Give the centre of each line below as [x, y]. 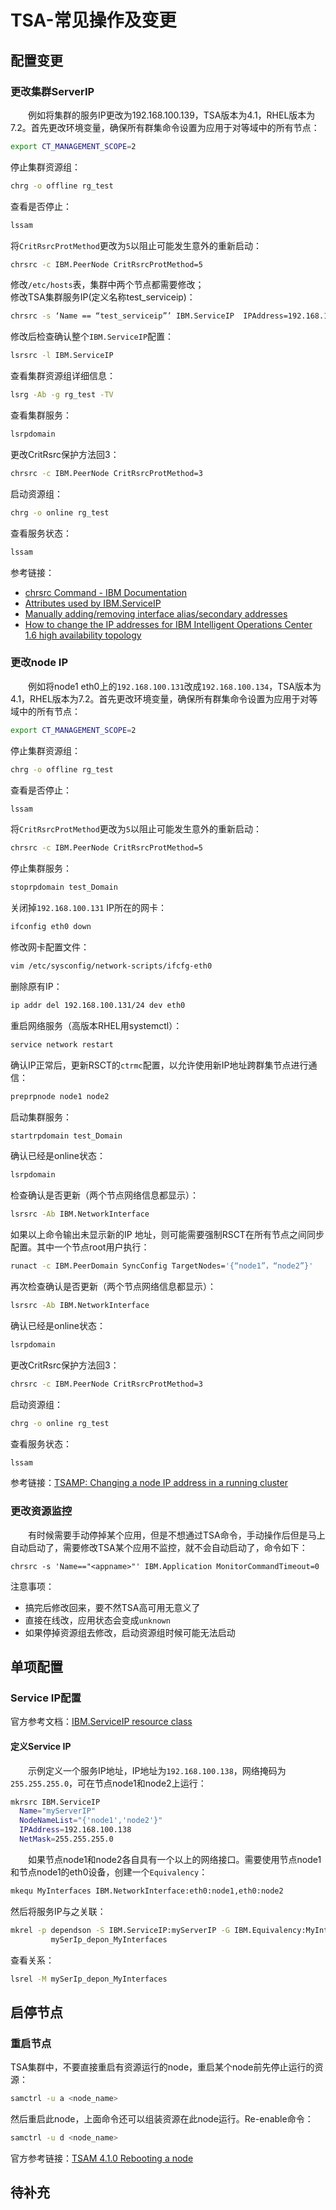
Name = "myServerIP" [58, 1811]
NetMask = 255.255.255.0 [66, 1839]
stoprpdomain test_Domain [64, 887]
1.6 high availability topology [83, 635]
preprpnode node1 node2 [60, 1096]
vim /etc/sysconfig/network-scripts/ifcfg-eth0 [111, 966]
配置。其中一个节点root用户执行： [80, 1247]
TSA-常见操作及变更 [93, 20]
